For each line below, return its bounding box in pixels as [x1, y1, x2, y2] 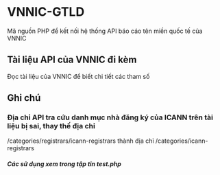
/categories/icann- [155, 137, 208, 145]
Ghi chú [7, 92, 41, 104]
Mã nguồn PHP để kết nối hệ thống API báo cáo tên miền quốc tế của [7, 27, 203, 35]
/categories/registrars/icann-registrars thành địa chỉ [7, 137, 154, 145]
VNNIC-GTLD [7, 4, 85, 20]
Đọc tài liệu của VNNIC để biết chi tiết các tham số [7, 72, 150, 80]
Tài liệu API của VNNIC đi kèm [7, 54, 137, 66]
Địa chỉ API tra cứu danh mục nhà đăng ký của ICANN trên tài [7, 113, 214, 122]
